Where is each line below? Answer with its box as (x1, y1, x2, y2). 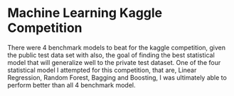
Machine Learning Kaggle (7, 5, 163, 21)
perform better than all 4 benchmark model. (7, 80, 137, 89)
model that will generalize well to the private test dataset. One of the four (7, 58, 221, 66)
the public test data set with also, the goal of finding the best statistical (7, 51, 215, 59)
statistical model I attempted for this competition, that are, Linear (7, 66, 197, 74)
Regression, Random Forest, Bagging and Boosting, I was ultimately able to (7, 73, 228, 82)
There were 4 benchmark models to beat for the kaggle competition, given (7, 43, 226, 52)
